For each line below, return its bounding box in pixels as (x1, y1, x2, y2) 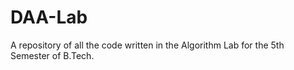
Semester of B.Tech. (10, 49, 95, 61)
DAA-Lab (10, 6, 88, 29)
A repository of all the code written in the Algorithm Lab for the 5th (10, 39, 285, 51)
